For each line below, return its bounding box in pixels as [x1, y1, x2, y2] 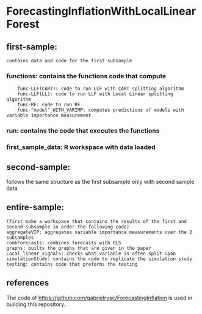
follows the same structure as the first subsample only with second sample [6, 178, 195, 185]
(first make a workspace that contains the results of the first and [6, 218, 187, 224]
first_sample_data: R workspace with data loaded [6, 143, 156, 152]
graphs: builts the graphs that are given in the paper [6, 245, 151, 251]
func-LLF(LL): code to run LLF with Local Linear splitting [17, 91, 173, 97]
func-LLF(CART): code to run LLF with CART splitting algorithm [17, 86, 184, 92]
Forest [6, 17, 40, 31]
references [6, 278, 49, 288]
